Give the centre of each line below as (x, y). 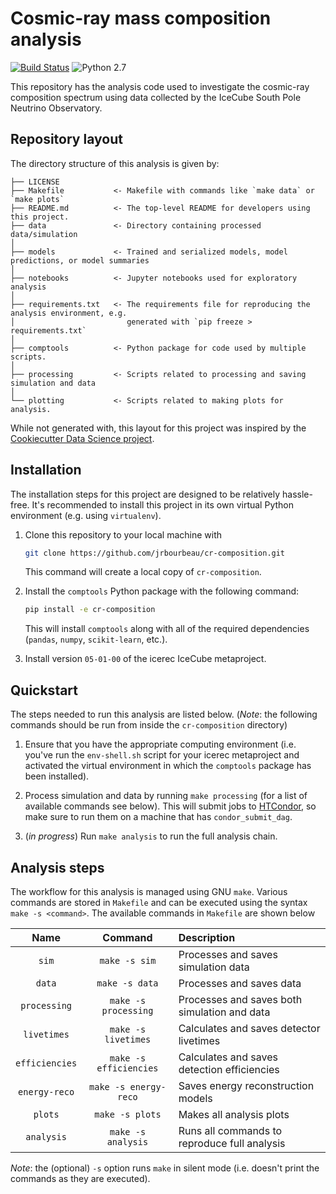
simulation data (214, 967)
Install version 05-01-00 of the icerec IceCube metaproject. (145, 659)
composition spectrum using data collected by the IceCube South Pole (156, 97)
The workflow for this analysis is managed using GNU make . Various (149, 891)
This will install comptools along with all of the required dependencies (167, 629)
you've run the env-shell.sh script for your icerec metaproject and (162, 755)
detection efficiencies (229, 1069)
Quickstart (44, 690)
